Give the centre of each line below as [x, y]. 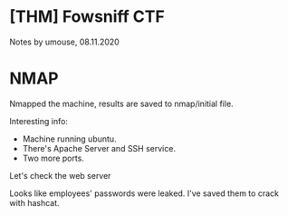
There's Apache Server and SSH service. [99, 148]
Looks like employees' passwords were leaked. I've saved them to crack [144, 193]
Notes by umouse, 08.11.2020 [64, 42]
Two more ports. [53, 158]
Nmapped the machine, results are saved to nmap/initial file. [121, 103]
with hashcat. [35, 202]
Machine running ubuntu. [69, 139]
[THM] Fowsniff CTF [87, 17]
